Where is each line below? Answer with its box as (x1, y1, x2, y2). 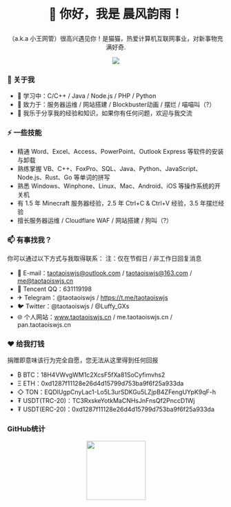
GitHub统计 (7, 424, 46, 434)
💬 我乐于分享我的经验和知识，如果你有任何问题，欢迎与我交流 (17, 109, 192, 117)
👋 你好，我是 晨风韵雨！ (48, 6, 183, 22)
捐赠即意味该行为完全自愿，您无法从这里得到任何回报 (7, 356, 159, 364)
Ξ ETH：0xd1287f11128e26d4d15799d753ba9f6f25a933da (17, 379, 184, 388)
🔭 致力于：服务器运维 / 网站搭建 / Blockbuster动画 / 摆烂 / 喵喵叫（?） (17, 101, 216, 109)
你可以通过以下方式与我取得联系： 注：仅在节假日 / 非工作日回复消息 (7, 255, 202, 263)
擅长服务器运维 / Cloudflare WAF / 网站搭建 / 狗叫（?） (17, 216, 173, 224)
